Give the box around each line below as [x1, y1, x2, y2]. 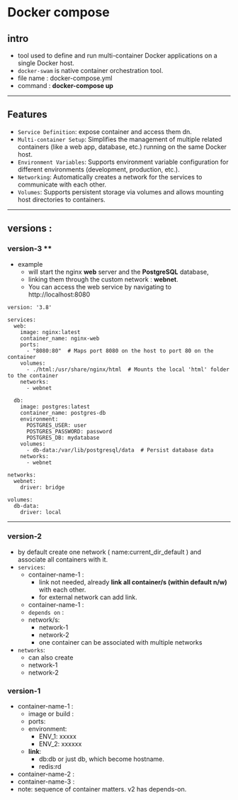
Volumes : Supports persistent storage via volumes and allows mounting [17, 187, 225, 196]
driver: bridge [20, 484, 65, 491]
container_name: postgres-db [20, 409, 106, 416]
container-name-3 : [17, 777, 75, 786]
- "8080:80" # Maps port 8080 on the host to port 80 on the [25, 347, 214, 355]
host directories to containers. [17, 195, 106, 204]
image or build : [28, 710, 74, 718]
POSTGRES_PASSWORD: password [25, 428, 113, 435]
